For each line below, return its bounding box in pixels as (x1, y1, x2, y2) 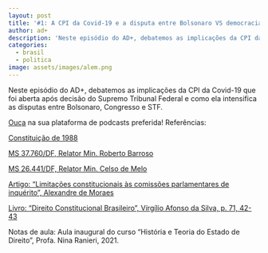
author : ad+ (8, 26, 48, 34)
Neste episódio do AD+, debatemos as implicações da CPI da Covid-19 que (8, 85, 257, 95)
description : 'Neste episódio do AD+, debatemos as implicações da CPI (8, 33, 251, 42)
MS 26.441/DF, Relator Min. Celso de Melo (8, 164, 148, 173)
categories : (8, 41, 48, 49)
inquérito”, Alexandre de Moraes (8, 188, 114, 197)
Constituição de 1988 (8, 133, 78, 142)
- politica (15, 56, 52, 64)
